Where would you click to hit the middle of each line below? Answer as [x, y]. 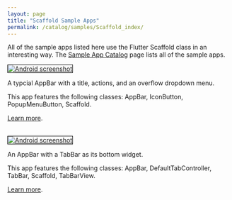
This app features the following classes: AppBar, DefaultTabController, [110, 168]
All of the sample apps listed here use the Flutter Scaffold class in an [107, 48]
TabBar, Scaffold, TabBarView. [51, 176]
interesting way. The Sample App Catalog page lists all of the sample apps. [116, 55]
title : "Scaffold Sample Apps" [53, 21]
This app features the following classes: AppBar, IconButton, [95, 97]
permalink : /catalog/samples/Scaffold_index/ [75, 27]
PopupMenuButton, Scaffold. [50, 104]
